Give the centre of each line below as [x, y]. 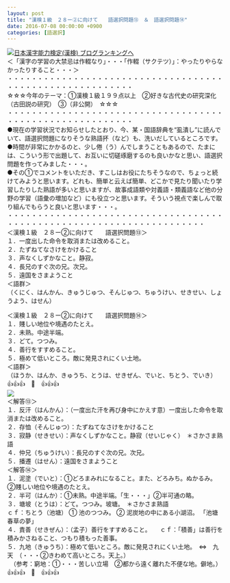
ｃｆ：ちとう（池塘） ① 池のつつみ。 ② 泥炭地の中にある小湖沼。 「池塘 [113, 513]
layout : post [26, 13]
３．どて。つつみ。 [34, 341]
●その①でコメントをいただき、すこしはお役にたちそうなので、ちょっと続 [113, 172]
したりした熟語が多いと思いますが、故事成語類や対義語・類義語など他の [115, 190]
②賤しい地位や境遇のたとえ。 [50, 487]
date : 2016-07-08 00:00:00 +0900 [55, 26]
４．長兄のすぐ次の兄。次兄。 [49, 267]
